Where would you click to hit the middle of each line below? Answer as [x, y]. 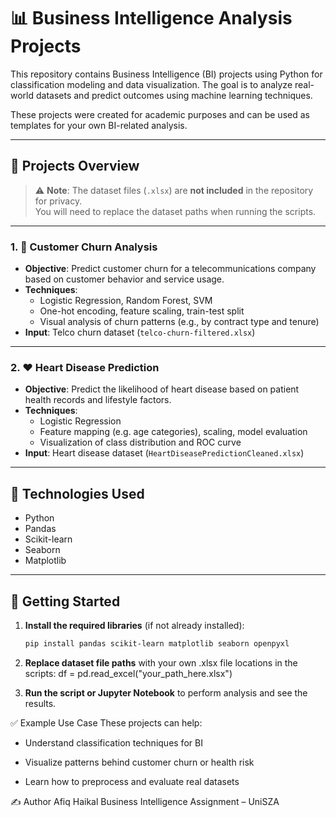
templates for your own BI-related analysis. [99, 125]
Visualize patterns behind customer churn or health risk [139, 762]
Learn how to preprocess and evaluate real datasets [132, 781]
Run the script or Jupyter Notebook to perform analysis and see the [166, 692]
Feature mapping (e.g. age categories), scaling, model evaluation [173, 432]
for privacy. [58, 201]
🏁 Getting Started [65, 601]
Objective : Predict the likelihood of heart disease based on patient [162, 389]
